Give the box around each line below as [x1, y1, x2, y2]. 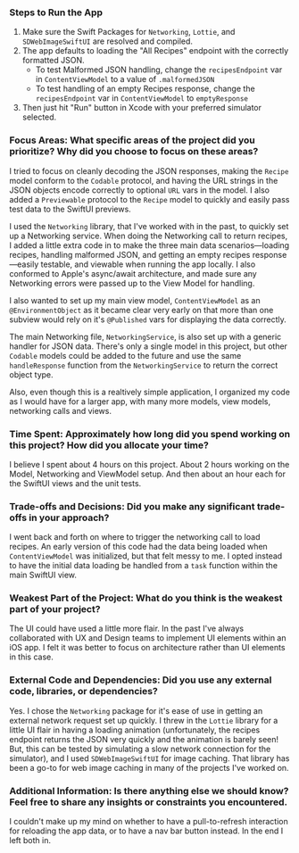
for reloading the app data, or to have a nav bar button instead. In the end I [9, 825, 284, 836]
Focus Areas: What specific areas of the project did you [9, 134, 256, 146]
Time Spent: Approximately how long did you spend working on [9, 427, 291, 440]
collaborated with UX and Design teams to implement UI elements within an [9, 633, 287, 643]
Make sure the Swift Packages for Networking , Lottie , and [21, 27, 236, 37]
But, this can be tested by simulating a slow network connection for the [9, 743, 271, 754]
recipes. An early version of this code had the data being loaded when [9, 542, 268, 552]
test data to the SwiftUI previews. [9, 203, 131, 214]
